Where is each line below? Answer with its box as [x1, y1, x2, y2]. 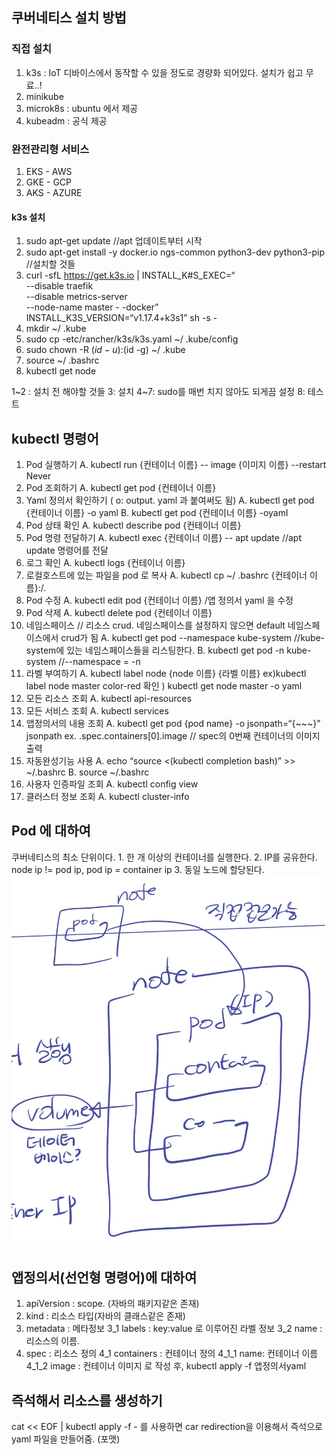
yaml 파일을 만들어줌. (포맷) [11, 1433, 121, 1445]
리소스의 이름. [25, 1335, 81, 1347]
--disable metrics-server [25, 291, 128, 303]
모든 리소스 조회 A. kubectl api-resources [25, 693, 193, 704]
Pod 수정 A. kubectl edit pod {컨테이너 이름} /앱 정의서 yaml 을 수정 [25, 594, 294, 606]
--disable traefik [25, 280, 94, 292]
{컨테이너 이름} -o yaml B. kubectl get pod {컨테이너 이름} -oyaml [25, 507, 289, 518]
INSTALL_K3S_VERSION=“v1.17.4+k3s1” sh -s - [25, 312, 218, 324]
